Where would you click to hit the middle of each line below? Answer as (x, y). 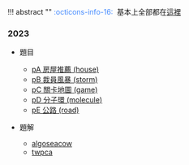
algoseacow (52, 144)
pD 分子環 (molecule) (67, 100)
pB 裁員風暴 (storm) (64, 80)
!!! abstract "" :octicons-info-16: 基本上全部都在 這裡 (94, 12)
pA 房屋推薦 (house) (65, 69)
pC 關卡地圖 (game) (64, 90)
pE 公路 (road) (55, 110)
